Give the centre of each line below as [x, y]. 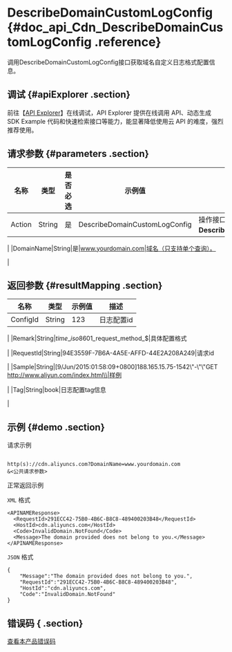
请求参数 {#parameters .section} [78, 154]
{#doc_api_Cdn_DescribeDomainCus [115, 27]
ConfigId [25, 319]
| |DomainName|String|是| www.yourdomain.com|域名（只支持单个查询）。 [112, 248]
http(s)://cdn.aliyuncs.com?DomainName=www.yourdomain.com [94, 465]
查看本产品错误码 [31, 641]
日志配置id [116, 320]
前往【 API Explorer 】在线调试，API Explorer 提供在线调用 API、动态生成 [109, 113]
